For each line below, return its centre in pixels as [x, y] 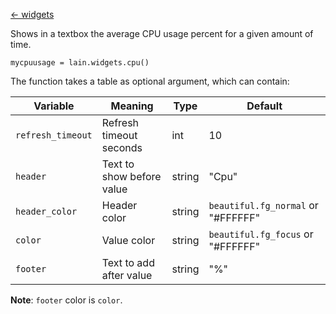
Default [264, 106]
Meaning [132, 106]
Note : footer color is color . [66, 300]
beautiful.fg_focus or [261, 234]
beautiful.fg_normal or [263, 205]
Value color [128, 240]
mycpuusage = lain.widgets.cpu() [80, 63]
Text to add [128, 262]
